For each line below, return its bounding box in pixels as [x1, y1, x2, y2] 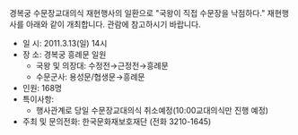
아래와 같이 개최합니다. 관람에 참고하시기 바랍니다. [25, 19, 201, 30]
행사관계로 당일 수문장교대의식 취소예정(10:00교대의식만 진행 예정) [35, 105, 269, 115]
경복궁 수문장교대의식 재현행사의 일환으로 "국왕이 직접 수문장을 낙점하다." [9, 8, 266, 18]
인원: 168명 [22, 83, 63, 93]
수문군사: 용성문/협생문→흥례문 [35, 72, 145, 82]
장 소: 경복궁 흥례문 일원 [22, 49, 107, 60]
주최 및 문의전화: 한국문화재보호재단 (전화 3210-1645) [22, 116, 212, 127]
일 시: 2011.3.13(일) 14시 [22, 38, 108, 48]
